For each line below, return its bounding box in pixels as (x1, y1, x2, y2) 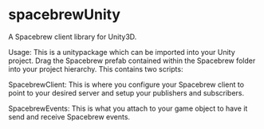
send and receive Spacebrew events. (8, 111, 130, 121)
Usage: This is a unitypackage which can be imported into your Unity (8, 47, 235, 57)
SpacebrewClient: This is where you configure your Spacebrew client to (8, 80, 245, 89)
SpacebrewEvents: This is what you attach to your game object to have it (8, 104, 248, 113)
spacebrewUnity (8, 6, 121, 24)
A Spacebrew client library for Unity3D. (8, 32, 137, 41)
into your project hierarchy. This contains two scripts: (8, 64, 183, 73)
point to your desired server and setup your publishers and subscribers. (8, 88, 245, 97)
